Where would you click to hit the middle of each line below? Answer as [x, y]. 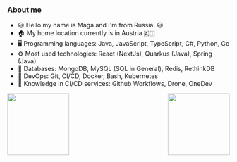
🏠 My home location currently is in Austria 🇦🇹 [86, 33]
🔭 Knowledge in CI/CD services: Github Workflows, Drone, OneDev [115, 84]
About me [25, 10]
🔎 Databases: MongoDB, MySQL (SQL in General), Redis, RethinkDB [116, 69]
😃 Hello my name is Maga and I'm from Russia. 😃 [90, 25]
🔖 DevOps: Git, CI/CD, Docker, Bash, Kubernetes [88, 76]
